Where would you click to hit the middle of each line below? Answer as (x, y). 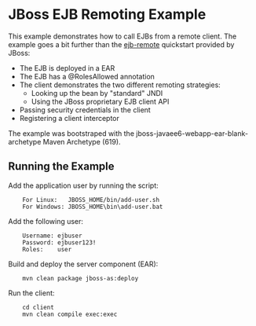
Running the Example (62, 167)
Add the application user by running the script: (83, 185)
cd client (38, 307)
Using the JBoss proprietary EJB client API (100, 101)
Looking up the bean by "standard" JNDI (97, 93)
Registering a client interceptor (69, 118)
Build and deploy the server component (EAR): (83, 264)
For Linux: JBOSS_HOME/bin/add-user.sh (91, 200)
